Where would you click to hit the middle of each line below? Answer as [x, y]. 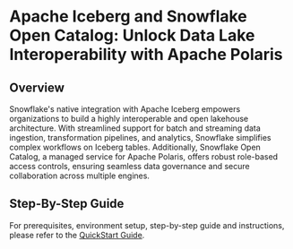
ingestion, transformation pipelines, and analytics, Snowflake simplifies [140, 137]
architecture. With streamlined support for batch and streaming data [135, 128]
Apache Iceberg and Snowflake [129, 17]
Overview [37, 87]
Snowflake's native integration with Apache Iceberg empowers [125, 109]
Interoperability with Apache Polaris [146, 55]
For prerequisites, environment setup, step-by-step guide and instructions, [147, 225]
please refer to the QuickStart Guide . [77, 235]
